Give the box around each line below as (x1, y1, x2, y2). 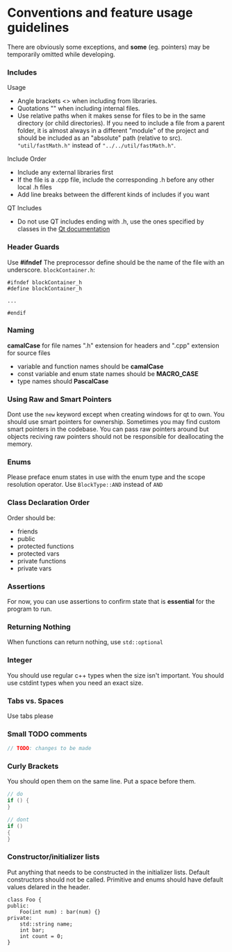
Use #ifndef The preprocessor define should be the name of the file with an (7, 258, 224, 266)
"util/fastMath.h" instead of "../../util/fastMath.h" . (17, 141, 176, 150)
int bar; (19, 926, 45, 934)
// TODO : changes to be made (7, 745, 92, 752)
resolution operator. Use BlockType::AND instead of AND (7, 481, 163, 489)
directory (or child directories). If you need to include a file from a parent (17, 119, 225, 127)
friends (17, 527, 38, 536)
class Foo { (7, 896, 42, 903)
